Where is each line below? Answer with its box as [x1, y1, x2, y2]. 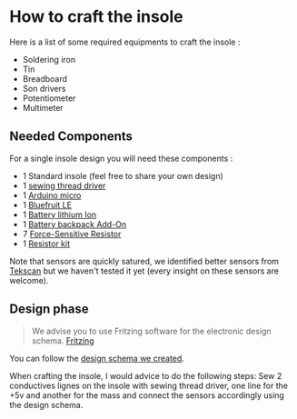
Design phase [9, 302, 89, 317]
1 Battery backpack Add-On [22, 218, 127, 229]
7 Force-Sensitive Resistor [22, 228, 122, 239]
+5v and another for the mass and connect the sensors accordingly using [9, 389, 284, 401]
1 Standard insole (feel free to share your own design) [22, 170, 224, 181]
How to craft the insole [9, 6, 183, 27]
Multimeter [22, 102, 64, 113]
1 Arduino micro [22, 189, 82, 201]
